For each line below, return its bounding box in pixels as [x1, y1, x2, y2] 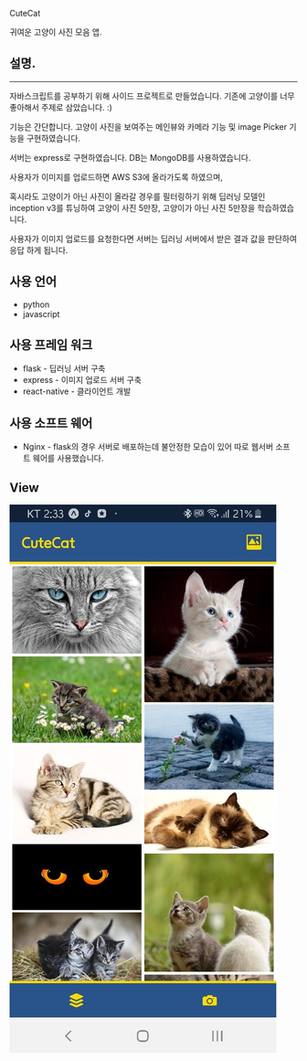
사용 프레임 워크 [9, 337, 93, 353]
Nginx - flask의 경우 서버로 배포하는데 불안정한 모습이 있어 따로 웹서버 [22, 441, 274, 452]
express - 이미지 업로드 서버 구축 [22, 375, 142, 386]
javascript [22, 308, 60, 319]
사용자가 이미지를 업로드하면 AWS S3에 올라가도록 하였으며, [9, 171, 224, 182]
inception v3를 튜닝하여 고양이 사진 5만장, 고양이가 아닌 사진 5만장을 [9, 202, 256, 213]
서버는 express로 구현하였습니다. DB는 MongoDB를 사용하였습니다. [9, 152, 251, 163]
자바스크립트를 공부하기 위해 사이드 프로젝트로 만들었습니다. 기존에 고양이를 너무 [9, 90, 295, 101]
